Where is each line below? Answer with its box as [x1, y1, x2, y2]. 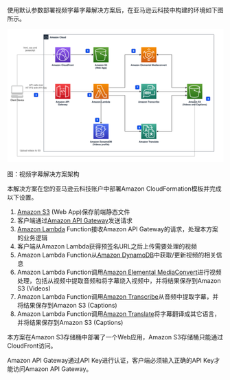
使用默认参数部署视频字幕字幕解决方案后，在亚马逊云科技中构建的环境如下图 [7, 6, 224, 14]
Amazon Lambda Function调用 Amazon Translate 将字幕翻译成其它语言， [16, 310, 221, 318]
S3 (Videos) [16, 284, 51, 293]
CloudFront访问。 [7, 341, 57, 350]
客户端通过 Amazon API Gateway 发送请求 [16, 216, 133, 225]
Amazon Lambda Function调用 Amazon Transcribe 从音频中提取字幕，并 [16, 293, 219, 301]
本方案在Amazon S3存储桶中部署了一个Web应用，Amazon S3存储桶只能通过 [7, 333, 223, 341]
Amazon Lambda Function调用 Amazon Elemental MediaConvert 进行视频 [16, 268, 222, 277]
